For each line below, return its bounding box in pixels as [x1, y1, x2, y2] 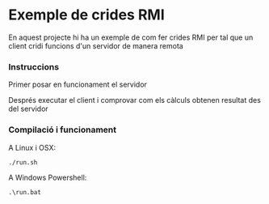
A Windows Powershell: [8, 172, 87, 182]
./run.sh [8, 158, 38, 167]
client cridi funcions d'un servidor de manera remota [8, 40, 183, 50]
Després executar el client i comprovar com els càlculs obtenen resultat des [8, 96, 261, 105]
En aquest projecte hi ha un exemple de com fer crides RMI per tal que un [8, 32, 254, 42]
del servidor [8, 104, 48, 114]
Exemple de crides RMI [8, 6, 165, 24]
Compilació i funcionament [8, 124, 117, 135]
